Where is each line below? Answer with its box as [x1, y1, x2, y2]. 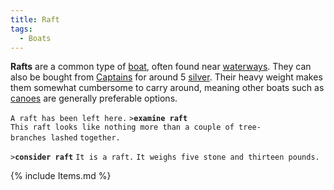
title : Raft [10, 14, 60, 25]
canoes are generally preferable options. [10, 92, 178, 105]
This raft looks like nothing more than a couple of [10, 122, 235, 133]
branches [10, 133, 47, 143]
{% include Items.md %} [10, 170, 112, 182]
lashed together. [50, 133, 121, 143]
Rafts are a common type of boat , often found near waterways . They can [10, 61, 312, 73]
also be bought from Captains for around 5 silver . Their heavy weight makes [10, 71, 323, 83]
